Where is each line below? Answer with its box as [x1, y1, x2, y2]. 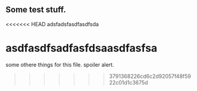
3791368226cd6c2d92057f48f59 [109, 73, 191, 80]
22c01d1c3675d [109, 79, 148, 86]
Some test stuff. [5, 5, 66, 15]
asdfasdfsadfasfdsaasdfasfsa [5, 42, 158, 55]
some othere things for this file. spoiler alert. [5, 61, 114, 68]
